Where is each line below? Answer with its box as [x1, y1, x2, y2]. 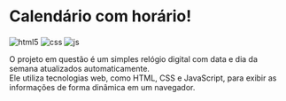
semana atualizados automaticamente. [9, 63, 151, 74]
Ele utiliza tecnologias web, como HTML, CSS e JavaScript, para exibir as [9, 73, 277, 83]
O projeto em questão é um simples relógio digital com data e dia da [9, 53, 259, 64]
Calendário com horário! [9, 6, 192, 27]
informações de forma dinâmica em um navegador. [9, 82, 196, 92]
